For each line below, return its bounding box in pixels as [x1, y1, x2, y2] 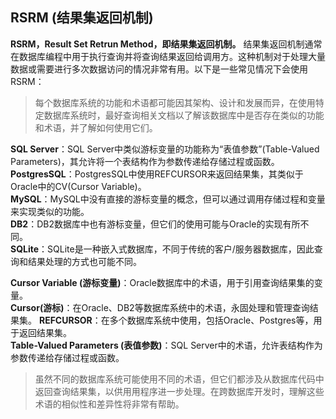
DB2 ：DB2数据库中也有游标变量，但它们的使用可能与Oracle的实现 [10, 218, 283, 230]
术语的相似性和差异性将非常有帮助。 [34, 398, 185, 410]
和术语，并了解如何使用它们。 [34, 121, 158, 133]
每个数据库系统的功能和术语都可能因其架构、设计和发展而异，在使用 [34, 96, 316, 108]
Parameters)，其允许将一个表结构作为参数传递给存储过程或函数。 [10, 155, 280, 167]
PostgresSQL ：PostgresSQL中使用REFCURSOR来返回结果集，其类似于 [10, 168, 304, 180]
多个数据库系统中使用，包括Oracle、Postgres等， [109, 314, 314, 326]
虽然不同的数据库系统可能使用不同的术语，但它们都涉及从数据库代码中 [34, 373, 325, 385]
